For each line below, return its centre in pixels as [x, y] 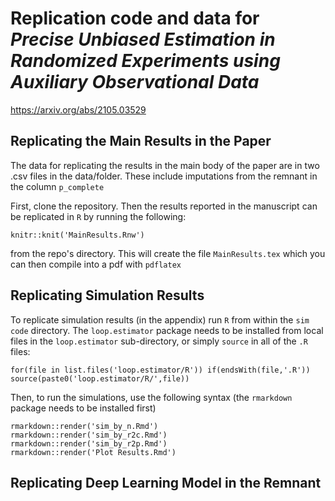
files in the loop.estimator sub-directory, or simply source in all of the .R [159, 341]
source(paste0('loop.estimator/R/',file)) [100, 378]
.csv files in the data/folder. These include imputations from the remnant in [164, 176]
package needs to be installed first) [83, 408]
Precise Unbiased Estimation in [143, 39]
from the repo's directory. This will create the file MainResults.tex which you [168, 253]
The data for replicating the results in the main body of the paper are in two [165, 165]
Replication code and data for [135, 18]
